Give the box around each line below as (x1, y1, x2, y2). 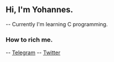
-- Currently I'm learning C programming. (5, 20, 108, 27)
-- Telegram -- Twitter (5, 49, 61, 56)
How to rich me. (5, 35, 53, 44)
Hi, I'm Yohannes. (5, 5, 74, 15)
